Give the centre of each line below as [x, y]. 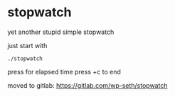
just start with [27, 45]
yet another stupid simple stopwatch [61, 32]
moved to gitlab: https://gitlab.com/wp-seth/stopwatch [87, 85]
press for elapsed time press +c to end [64, 72]
